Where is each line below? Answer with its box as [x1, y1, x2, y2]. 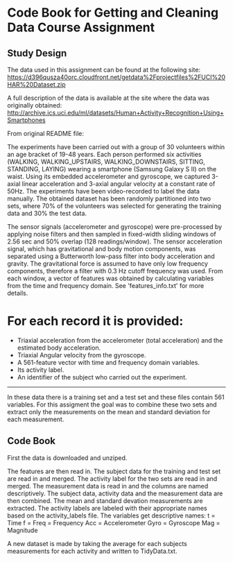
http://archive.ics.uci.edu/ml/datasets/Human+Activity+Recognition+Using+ [7, 109, 224, 117]
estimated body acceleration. [17, 343, 101, 352]
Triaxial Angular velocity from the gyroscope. [17, 350, 146, 359]
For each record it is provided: [7, 314, 184, 329]
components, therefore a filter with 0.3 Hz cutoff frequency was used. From [7, 267, 223, 275]
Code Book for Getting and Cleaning [7, 5, 219, 21]
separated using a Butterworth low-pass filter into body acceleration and [7, 252, 215, 260]
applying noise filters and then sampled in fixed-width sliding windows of [7, 230, 216, 238]
